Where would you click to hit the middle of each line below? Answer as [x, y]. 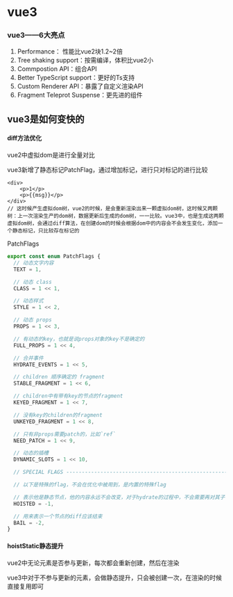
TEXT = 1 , [27, 269]
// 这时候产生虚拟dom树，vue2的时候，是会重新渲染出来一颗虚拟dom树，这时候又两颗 [113, 209]
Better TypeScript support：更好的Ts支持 [76, 78]
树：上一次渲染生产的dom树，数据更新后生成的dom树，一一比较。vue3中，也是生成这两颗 [115, 216]
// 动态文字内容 [34, 263]
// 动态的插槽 [31, 453]
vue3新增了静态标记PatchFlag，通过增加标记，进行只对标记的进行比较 [107, 170]
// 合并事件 [28, 358]
